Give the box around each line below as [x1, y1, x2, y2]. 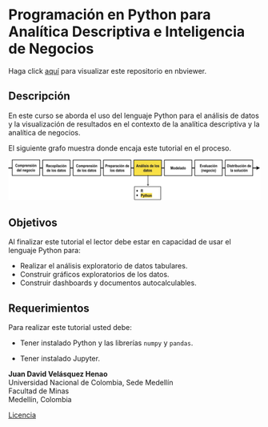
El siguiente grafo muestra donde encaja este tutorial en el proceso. [8, 143, 232, 153]
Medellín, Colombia [8, 395, 72, 405]
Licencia [8, 410, 36, 420]
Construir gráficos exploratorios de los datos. [19, 270, 170, 280]
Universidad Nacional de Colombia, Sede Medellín [8, 378, 174, 388]
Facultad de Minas [8, 386, 70, 396]
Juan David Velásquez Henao [8, 369, 108, 379]
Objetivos [8, 216, 58, 229]
